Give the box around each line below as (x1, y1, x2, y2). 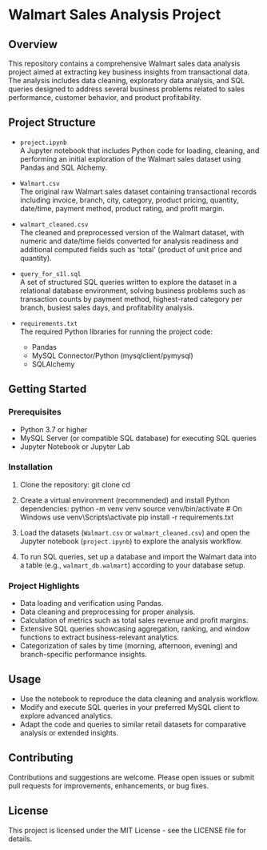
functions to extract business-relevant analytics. (19, 632, 180, 642)
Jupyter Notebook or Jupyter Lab (19, 442, 130, 451)
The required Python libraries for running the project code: (19, 327, 213, 336)
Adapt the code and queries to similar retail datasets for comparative (19, 719, 246, 729)
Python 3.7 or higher (19, 424, 88, 434)
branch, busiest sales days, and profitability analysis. (19, 303, 194, 312)
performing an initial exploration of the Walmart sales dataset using (19, 154, 241, 163)
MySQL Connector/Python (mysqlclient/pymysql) (31, 351, 193, 360)
